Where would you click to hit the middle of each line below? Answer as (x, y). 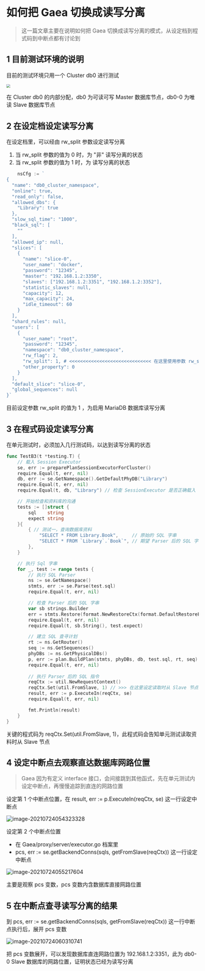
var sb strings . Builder (58, 608)
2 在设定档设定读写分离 (50, 126)
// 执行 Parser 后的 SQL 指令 (64, 676)
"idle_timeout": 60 (47, 305)
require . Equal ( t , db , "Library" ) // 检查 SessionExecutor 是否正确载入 (107, 490)
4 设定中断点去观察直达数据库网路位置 (78, 762)
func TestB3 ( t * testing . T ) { (43, 456)
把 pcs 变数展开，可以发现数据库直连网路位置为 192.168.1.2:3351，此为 (95, 954)
